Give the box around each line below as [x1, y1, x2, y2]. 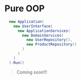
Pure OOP [4, 3, 45, 14]
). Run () [9, 60, 25, 65]
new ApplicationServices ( [17, 28, 70, 33]
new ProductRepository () [26, 42, 77, 47]
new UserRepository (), [26, 37, 73, 42]
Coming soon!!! [16, 69, 47, 75]
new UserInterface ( [13, 24, 53, 28]
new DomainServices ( [22, 33, 64, 38]
